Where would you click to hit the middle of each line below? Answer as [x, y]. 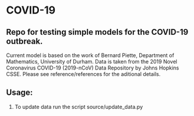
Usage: [20, 93]
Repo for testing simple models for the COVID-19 [97, 32]
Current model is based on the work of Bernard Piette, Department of [90, 55]
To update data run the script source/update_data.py [79, 107]
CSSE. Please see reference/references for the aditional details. [83, 74]
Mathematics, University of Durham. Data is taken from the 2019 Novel [92, 62]
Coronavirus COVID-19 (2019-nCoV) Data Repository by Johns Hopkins [93, 68]
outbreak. [24, 41]
